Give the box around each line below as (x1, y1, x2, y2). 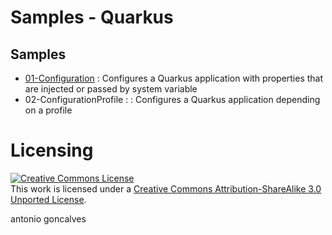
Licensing (10, 139, 94, 162)
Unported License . (10, 193, 87, 205)
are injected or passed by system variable (24, 83, 198, 95)
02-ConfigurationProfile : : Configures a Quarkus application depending (24, 94, 321, 105)
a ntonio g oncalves (10, 212, 87, 225)
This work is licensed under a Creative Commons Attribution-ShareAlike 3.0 (10, 182, 322, 195)
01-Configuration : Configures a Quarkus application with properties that (24, 72, 324, 84)
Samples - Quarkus (10, 6, 174, 29)
